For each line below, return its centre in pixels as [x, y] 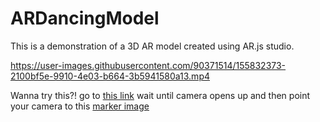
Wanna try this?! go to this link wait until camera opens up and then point [160, 95]
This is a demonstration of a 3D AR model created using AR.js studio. [152, 46]
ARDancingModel [85, 18]
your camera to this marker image [80, 106]
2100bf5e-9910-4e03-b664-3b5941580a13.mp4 [110, 76]
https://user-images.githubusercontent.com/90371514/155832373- [148, 65]
